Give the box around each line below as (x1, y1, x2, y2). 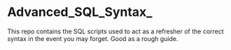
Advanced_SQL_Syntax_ (7, 4, 153, 20)
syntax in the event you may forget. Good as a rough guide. (7, 34, 178, 42)
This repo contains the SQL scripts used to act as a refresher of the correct (7, 27, 224, 35)
